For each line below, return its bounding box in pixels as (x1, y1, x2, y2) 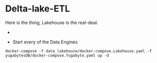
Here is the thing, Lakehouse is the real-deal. (5, 19, 99, 25)
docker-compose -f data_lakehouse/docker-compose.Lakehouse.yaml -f (5, 48, 152, 53)
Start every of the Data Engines (12, 38, 78, 45)
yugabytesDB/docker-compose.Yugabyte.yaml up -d (5, 53, 109, 58)
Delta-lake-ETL (5, 3, 70, 14)
